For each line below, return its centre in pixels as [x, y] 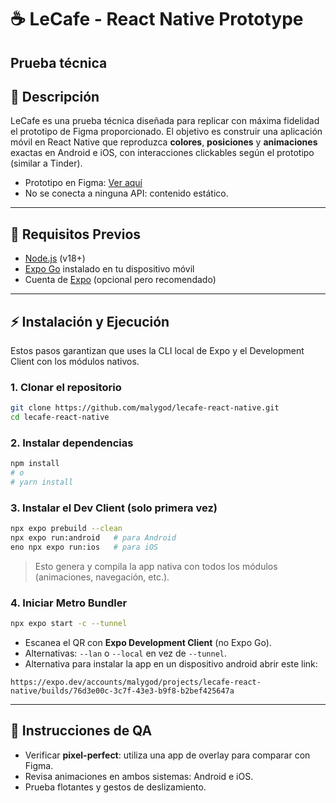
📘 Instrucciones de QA [81, 731]
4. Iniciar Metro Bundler [69, 603]
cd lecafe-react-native [60, 417]
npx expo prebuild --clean [66, 529]
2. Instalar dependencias [72, 443]
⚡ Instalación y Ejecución [90, 321]
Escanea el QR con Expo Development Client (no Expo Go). [148, 643]
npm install [35, 464]
